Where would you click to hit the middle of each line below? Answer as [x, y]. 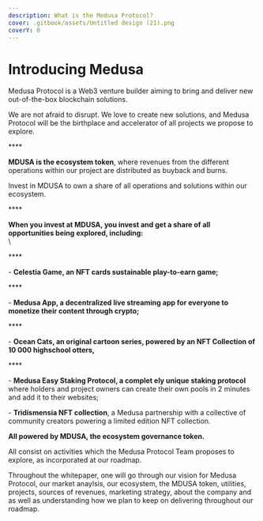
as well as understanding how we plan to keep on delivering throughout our [131, 500]
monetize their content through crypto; [74, 311]
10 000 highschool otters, [51, 350]
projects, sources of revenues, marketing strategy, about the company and [130, 492]
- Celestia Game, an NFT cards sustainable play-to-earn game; [113, 272]
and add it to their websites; [53, 397]
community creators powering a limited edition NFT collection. [109, 421]
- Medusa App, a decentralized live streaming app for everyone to [118, 303]
